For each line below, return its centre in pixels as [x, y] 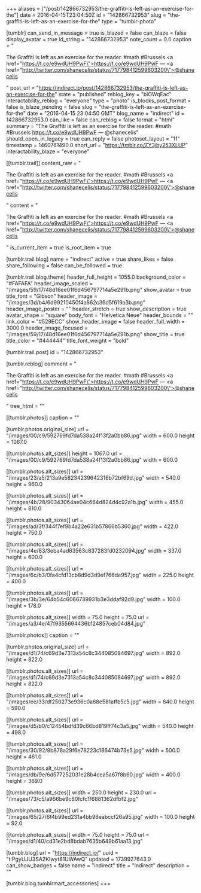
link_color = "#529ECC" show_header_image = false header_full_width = [96, 321]
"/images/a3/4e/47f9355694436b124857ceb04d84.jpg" [76, 624]
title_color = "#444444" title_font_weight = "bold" [68, 341]
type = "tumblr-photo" [129, 21]
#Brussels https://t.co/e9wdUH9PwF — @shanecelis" [72, 132]
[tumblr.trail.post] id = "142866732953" [55, 352]
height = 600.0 [25, 557]
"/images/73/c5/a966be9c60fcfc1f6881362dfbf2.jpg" [72, 799]
